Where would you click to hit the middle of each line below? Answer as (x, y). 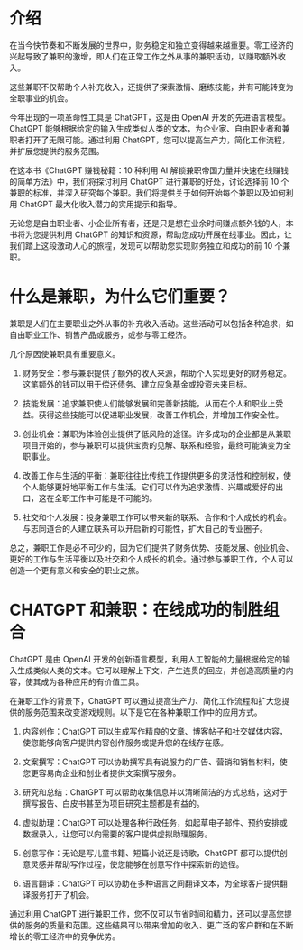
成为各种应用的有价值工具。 (92, 681)
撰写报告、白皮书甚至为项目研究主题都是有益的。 (113, 803)
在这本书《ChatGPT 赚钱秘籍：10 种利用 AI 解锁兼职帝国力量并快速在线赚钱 (149, 170)
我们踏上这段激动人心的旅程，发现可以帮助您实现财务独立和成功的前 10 (141, 245)
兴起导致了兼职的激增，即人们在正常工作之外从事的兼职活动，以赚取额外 (143, 56)
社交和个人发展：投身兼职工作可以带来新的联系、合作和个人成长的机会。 (156, 517)
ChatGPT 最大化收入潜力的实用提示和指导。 (101, 204)
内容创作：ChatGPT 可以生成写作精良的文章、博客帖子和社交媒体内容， (155, 731)
